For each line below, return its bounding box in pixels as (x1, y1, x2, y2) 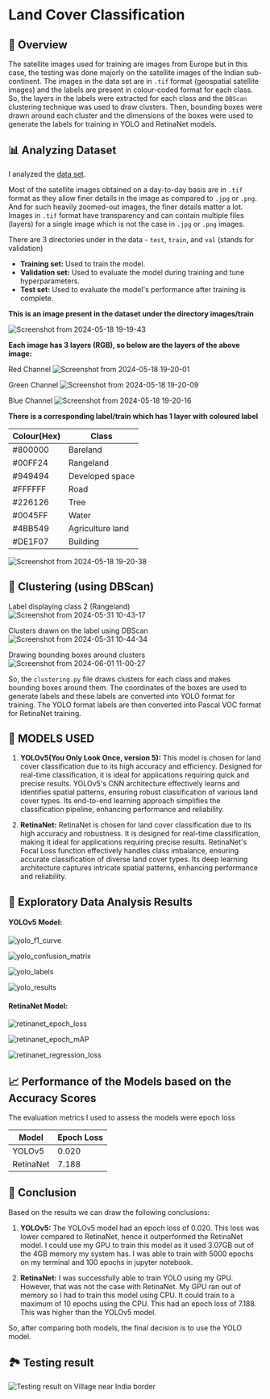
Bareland (68, 444, 102, 455)
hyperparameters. (19, 276, 81, 286)
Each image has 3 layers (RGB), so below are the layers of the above (8, 340, 240, 350)
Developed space (68, 470, 135, 481)
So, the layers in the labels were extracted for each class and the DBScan (8, 94, 247, 103)
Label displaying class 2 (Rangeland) (8, 601, 131, 611)
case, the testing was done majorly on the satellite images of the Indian (8, 68, 245, 77)
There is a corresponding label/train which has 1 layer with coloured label (8, 411, 259, 421)
